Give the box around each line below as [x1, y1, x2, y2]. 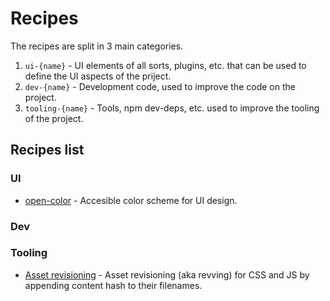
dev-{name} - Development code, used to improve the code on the [24, 80, 296, 92]
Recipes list [10, 142, 85, 159]
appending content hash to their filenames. [24, 279, 203, 291]
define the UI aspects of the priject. [24, 70, 172, 82]
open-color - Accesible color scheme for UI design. [24, 194, 238, 206]
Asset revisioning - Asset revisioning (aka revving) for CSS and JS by [24, 268, 310, 281]
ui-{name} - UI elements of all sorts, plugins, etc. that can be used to [24, 59, 307, 71]
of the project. [24, 112, 84, 124]
